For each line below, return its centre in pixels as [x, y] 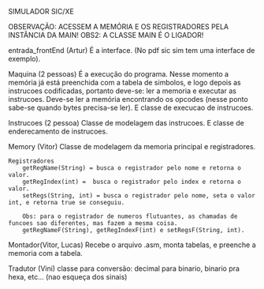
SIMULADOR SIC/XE [41, 11]
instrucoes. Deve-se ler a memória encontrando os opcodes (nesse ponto [128, 99]
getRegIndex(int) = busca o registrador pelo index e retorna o [132, 182]
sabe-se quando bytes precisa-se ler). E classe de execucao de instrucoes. [131, 107]
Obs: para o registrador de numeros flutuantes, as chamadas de [130, 216]
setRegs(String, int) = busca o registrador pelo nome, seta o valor [139, 196]
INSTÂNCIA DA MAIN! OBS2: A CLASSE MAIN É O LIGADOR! [106, 35]
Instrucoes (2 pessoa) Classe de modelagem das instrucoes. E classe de [126, 123]
